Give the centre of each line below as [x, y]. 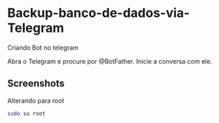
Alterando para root [36, 100]
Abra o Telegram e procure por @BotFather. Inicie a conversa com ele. [110, 61]
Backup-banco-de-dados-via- [99, 13]
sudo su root [26, 113]
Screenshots [36, 84]
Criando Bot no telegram [43, 47]
